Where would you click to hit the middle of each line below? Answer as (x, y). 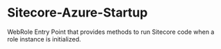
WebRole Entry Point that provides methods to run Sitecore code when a (111, 32)
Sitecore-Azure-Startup (77, 13)
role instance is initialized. (44, 39)
